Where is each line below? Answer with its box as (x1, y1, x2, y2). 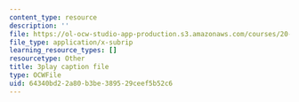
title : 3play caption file (9, 63, 109, 72)
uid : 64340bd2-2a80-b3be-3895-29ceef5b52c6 (9, 79, 174, 88)
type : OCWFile (9, 71, 62, 80)
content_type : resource (9, 12, 98, 22)
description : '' (9, 21, 69, 30)
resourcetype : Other (9, 54, 86, 63)
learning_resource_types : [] (9, 46, 117, 55)
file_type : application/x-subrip (9, 37, 133, 47)
